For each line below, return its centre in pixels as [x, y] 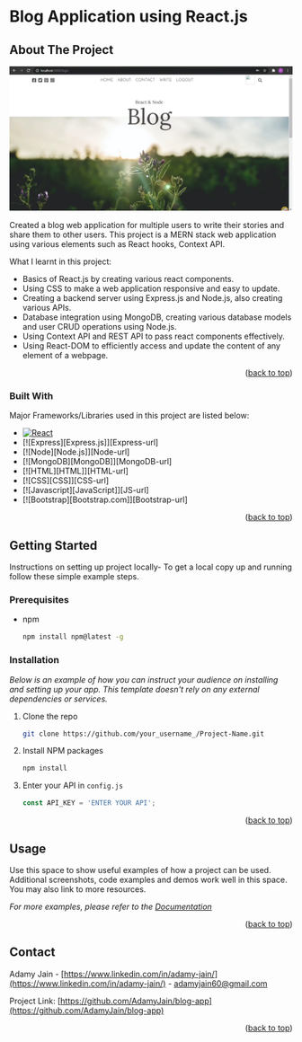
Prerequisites [39, 599]
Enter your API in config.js [73, 786]
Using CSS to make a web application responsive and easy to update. [151, 288]
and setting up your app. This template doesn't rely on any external [134, 689]
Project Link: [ [35, 1001]
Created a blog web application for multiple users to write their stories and [147, 225]
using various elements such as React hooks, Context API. [117, 243]
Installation [35, 660]
